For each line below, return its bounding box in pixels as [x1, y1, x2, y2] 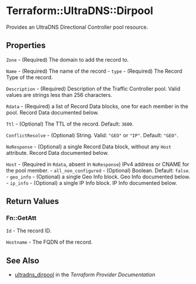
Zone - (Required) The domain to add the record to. [6, 56, 129, 63]
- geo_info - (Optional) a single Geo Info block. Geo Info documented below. [6, 173, 191, 180]
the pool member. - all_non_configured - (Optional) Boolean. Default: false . [6, 167, 190, 174]
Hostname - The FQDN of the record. [6, 239, 93, 246]
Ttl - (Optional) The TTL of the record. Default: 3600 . [6, 120, 134, 127]
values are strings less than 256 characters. [6, 91, 112, 98]
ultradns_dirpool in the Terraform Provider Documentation [14, 271, 156, 278]
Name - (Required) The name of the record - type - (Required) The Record [6, 67, 182, 75]
